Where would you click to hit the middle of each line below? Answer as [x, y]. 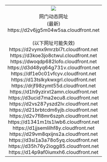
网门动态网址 [54, 16]
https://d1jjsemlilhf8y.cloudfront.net [53, 128]
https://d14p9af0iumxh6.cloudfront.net [53, 152]
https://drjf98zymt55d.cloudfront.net [53, 86]
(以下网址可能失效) [53, 43]
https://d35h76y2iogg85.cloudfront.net [53, 146]
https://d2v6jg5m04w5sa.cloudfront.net [53, 30]
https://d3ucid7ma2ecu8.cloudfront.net [53, 98]
